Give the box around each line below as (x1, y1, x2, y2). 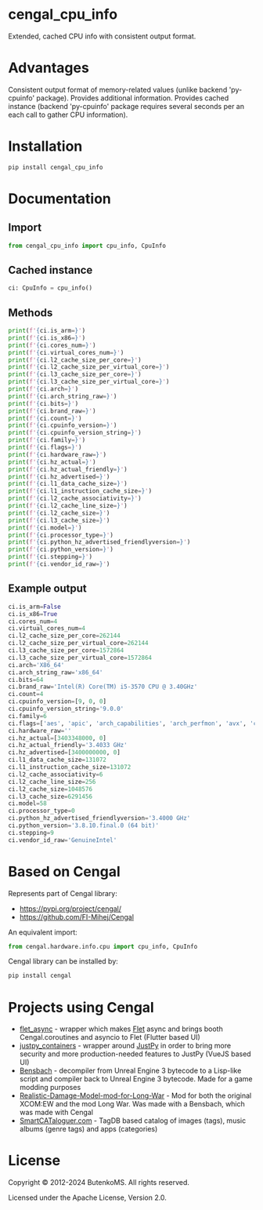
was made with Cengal (19, 1108, 94, 1117)
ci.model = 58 (8, 800, 47, 807)
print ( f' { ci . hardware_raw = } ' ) (8, 450, 107, 458)
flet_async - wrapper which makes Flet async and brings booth (19, 1024, 223, 1033)
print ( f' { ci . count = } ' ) (8, 414, 82, 422)
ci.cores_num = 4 (8, 618, 58, 625)
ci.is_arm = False (8, 603, 61, 610)
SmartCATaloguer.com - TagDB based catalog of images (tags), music (19, 1116, 247, 1125)
